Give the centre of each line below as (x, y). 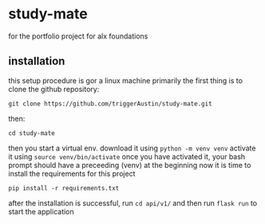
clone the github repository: (54, 89)
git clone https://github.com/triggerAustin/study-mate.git (111, 104)
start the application (41, 211)
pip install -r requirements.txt (64, 188)
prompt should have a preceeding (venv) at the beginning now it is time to (130, 165)
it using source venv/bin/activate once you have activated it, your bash (127, 156)
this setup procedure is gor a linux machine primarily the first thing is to (126, 80)
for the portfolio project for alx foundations (78, 36)
